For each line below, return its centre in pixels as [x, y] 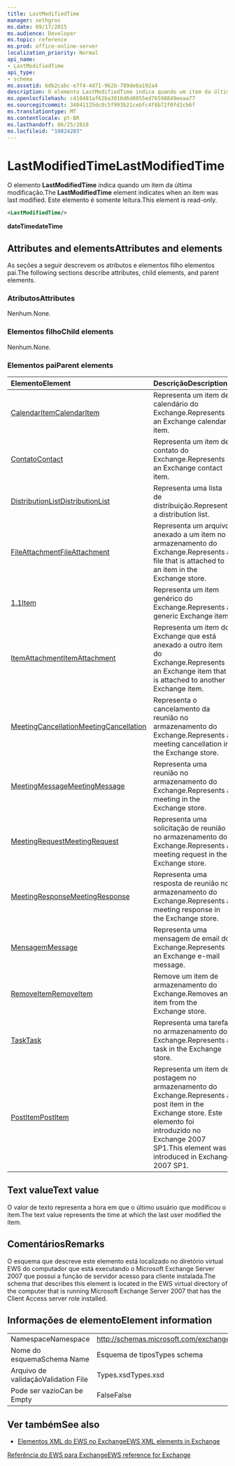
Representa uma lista [187, 488]
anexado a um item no [189, 534]
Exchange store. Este [187, 1113]
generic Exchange [183, 616]
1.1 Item [23, 602]
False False [114, 1395]
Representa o [175, 700]
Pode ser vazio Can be [47, 1391]
